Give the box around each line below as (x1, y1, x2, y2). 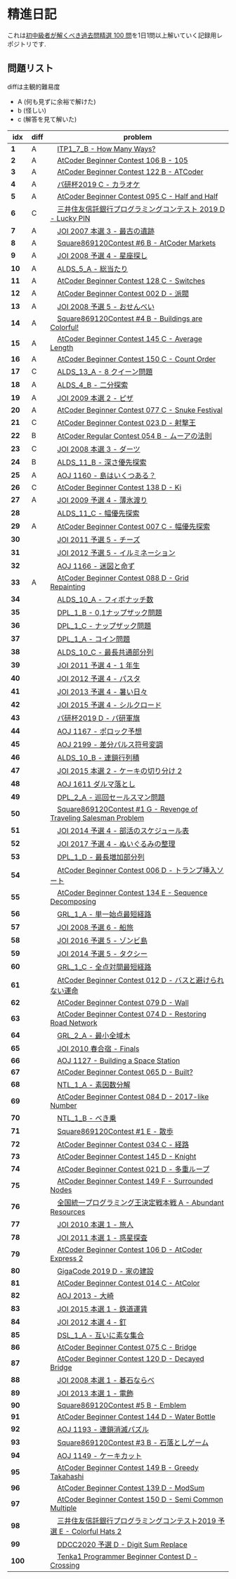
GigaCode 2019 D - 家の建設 (57, 1266, 155, 1276)
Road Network (50, 1018, 98, 1028)
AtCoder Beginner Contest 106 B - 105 (57, 155, 188, 165)
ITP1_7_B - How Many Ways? (57, 143, 156, 153)
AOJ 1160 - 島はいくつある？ (57, 471, 157, 480)
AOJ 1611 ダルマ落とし (57, 779, 136, 788)
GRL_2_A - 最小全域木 (57, 1030, 131, 1040)
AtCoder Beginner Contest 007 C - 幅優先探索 (57, 521, 211, 531)
